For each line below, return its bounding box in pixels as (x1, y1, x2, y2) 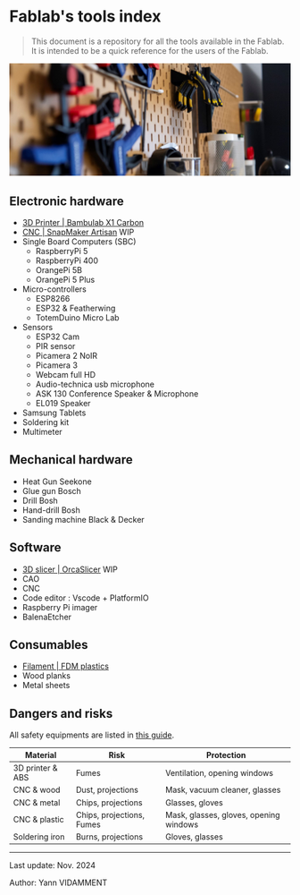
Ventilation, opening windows (164, 767, 274, 778)
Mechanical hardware (9, 452, 133, 467)
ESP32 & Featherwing (35, 303, 116, 314)
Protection (205, 749, 246, 760)
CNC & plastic (12, 814, 64, 825)
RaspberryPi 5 (35, 246, 88, 257)
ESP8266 (35, 294, 71, 304)
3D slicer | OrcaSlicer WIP (21, 564, 118, 575)
